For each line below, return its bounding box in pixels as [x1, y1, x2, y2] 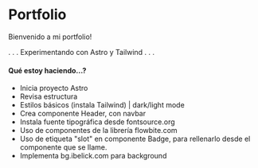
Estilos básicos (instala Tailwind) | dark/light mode [19, 100, 185, 110]
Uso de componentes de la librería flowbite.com [19, 126, 178, 135]
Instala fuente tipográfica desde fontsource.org [19, 117, 175, 127]
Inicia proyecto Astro [19, 84, 88, 93]
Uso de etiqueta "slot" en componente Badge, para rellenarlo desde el [19, 134, 251, 144]
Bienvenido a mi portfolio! [8, 32, 92, 41]
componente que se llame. [19, 143, 107, 152]
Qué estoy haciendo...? [8, 65, 87, 75]
